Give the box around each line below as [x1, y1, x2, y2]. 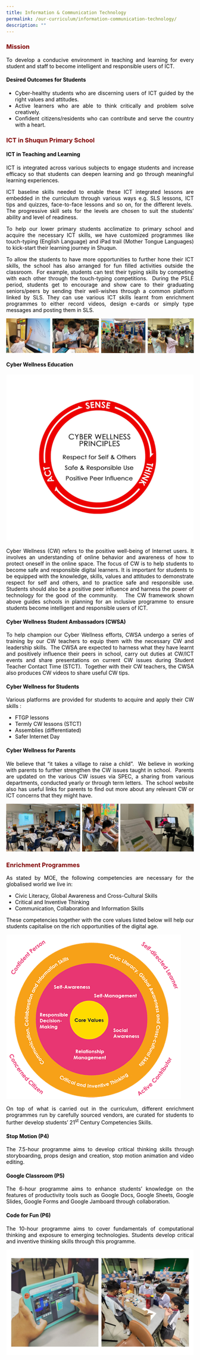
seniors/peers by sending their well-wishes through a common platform [6, 288, 194, 295]
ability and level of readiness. [6, 214, 79, 221]
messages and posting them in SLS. [6, 307, 94, 313]
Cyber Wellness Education [6, 361, 73, 368]
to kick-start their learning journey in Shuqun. [6, 245, 118, 251]
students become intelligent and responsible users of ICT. [6, 604, 148, 611]
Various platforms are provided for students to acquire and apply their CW [6, 696, 194, 703]
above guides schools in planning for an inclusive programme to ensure [6, 598, 194, 605]
